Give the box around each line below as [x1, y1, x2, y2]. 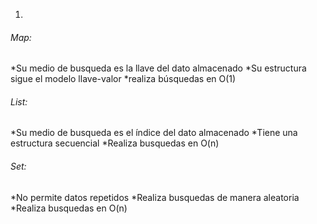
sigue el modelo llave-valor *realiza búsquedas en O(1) [10, 73, 237, 85]
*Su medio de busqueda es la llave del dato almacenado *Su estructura [10, 62, 307, 74]
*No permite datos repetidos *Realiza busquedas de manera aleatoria [10, 191, 300, 203]
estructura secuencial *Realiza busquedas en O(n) [10, 137, 220, 149]
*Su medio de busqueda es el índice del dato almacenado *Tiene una [10, 127, 298, 139]
